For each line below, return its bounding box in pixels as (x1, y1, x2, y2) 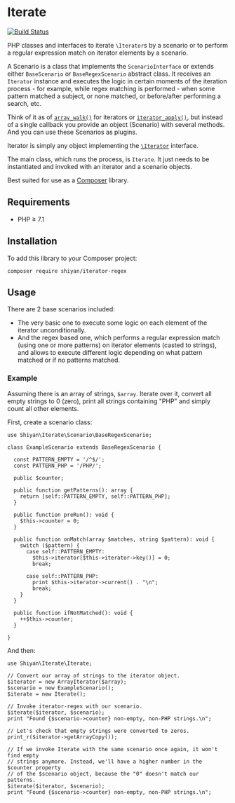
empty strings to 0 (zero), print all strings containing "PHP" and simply (7, 397, 210, 405)
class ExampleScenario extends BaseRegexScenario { (7, 443, 161, 451)
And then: (7, 646, 36, 654)
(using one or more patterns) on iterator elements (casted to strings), (17, 341, 217, 349)
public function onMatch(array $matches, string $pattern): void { (13, 536, 215, 543)
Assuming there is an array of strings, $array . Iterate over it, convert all (7, 389, 212, 398)
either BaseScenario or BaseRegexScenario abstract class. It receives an (7, 69, 211, 78)
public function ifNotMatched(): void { (13, 609, 133, 616)
